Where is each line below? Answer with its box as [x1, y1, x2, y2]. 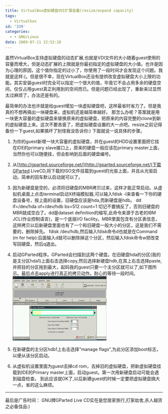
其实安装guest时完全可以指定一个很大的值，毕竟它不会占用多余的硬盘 [13, 79, 157, 85]
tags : [5, 13, 16, 18]
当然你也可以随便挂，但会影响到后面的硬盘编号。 [12, 150, 113, 157]
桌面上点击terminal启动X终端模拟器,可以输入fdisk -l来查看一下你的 [21, 190, 157, 197]
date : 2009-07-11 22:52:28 [5, 40, 61, 45]
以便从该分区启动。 [12, 352, 52, 358]
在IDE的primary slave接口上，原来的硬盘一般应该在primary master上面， [12, 144, 162, 150]
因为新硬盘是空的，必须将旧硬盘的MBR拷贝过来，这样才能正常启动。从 [12, 184, 158, 190]
